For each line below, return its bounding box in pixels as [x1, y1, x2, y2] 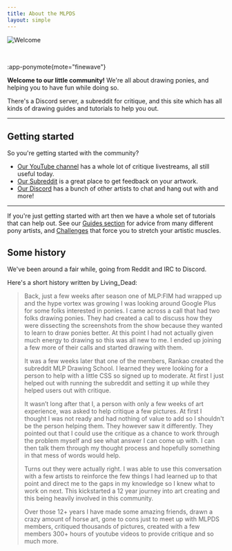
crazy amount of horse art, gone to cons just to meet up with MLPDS [23, 515, 220, 523]
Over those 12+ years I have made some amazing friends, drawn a [23, 507, 213, 516]
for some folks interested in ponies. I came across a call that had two [23, 306, 220, 315]
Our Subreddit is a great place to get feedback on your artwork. [17, 177, 198, 186]
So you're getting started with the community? [7, 149, 139, 157]
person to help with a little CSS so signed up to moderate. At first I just [23, 371, 224, 380]
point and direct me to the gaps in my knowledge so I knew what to [23, 480, 215, 488]
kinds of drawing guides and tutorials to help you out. [7, 104, 159, 112]
